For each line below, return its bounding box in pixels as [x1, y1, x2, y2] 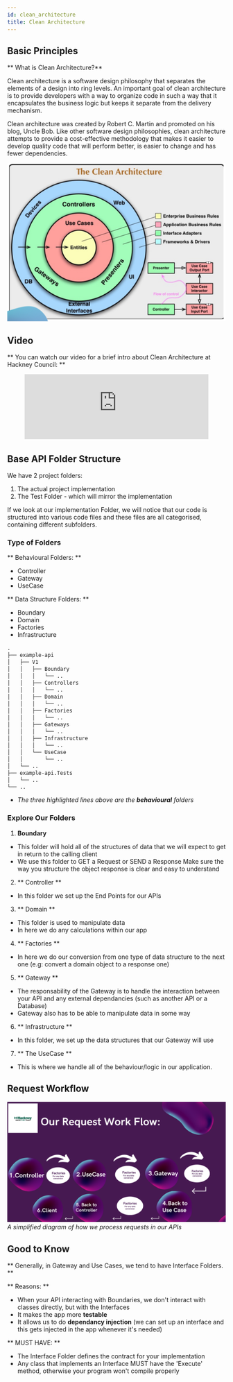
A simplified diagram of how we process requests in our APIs [7, 1223, 182, 1231]
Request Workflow [7, 1083, 89, 1095]
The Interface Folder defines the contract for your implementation [17, 1351, 206, 1360]
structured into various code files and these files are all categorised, [7, 513, 202, 522]
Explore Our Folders [7, 813, 76, 823]
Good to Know [7, 1243, 70, 1255]
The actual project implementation [17, 485, 116, 493]
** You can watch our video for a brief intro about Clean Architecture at [7, 353, 211, 361]
